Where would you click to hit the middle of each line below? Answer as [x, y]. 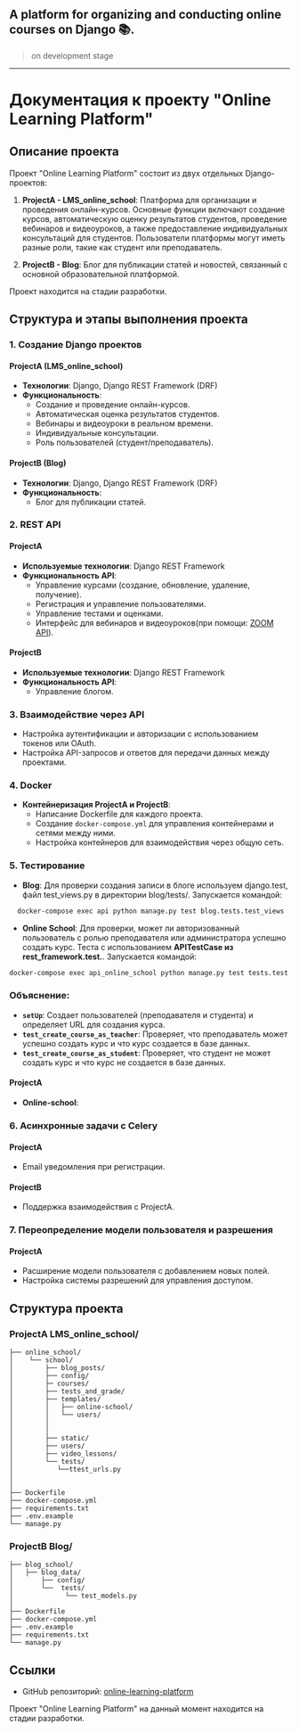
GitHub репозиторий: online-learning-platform [108, 1692]
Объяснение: [40, 996]
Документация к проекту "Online [140, 100]
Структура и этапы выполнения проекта [129, 320]
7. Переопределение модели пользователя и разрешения [141, 1230]
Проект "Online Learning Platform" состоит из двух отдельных [126, 173]
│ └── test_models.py [73, 1596]
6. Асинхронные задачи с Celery [84, 1125]
